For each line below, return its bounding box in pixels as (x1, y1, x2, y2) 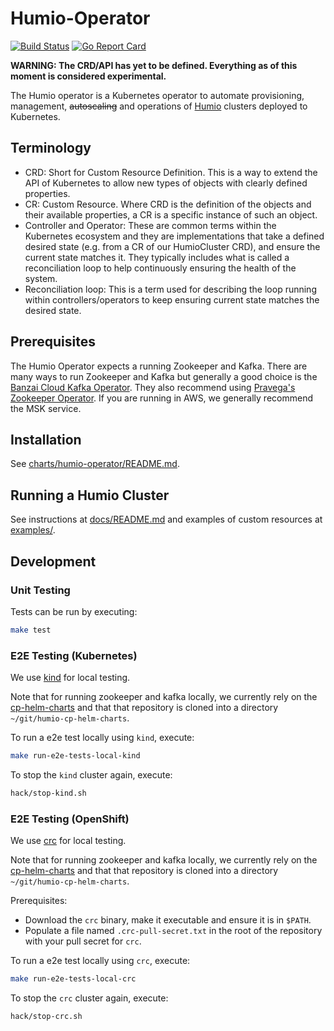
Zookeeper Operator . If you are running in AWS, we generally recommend (10, 392, 313, 404)
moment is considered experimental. (10, 70, 167, 82)
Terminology (10, 140, 92, 157)
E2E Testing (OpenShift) (10, 812, 130, 826)
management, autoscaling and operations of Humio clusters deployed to (10, 100, 308, 112)
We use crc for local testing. (10, 835, 127, 847)
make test (10, 625, 52, 635)
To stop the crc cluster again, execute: (10, 992, 169, 1004)
